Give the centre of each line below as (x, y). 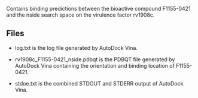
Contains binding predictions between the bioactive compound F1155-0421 (98, 9)
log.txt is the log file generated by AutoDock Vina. (76, 48)
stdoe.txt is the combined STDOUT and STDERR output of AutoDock (99, 83)
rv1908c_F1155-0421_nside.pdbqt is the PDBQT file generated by (95, 59)
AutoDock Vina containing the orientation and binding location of (95, 65)
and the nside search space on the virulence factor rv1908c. (80, 15)
